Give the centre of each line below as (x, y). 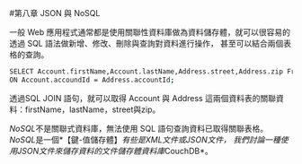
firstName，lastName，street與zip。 (93, 109)
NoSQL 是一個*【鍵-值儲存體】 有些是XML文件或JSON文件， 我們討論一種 (145, 139)
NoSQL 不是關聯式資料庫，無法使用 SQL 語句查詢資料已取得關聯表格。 (139, 128)
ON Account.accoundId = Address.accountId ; (92, 80)
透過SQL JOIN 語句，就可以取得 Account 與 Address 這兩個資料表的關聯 (143, 98)
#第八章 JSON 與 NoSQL (55, 13)
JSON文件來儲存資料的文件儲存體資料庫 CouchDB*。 (115, 151)
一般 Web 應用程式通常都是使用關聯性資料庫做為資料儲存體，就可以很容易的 (150, 32)
